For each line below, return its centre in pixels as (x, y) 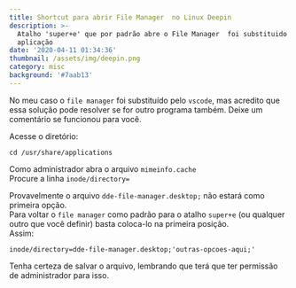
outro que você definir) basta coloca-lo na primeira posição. (119, 223)
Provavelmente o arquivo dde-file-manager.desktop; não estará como (137, 195)
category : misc (37, 67)
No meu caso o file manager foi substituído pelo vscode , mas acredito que (145, 100)
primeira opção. (38, 205)
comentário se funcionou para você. (75, 119)
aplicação (35, 42)
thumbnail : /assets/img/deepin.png (75, 58)
